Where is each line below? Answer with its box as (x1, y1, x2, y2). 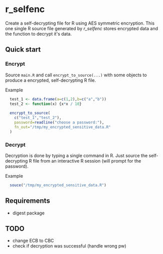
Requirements (5, 197, 50, 205)
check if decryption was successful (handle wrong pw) (12, 243, 126, 249)
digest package (12, 210, 45, 216)
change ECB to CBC (12, 237, 54, 244)
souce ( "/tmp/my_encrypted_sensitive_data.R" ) (10, 182, 107, 188)
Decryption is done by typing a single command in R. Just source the (5, 152, 148, 159)
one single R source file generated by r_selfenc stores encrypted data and (5, 25, 158, 31)
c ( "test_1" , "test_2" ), (14, 115, 62, 120)
